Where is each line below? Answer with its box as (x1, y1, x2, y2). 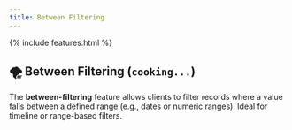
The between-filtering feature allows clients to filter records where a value (9, 92, 283, 103)
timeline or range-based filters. (9, 111, 122, 121)
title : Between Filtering (9, 12, 104, 22)
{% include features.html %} (9, 37, 113, 48)
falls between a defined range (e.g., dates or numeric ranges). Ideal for (9, 101, 268, 111)
